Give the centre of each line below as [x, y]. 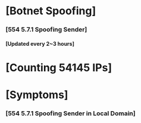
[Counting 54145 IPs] [59, 67]
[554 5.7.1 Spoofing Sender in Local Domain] [70, 113]
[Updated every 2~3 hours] [40, 43]
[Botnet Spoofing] [51, 11]
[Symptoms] [37, 95]
